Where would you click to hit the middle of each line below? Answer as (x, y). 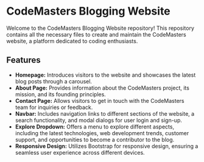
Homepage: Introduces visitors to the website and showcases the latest (105, 75)
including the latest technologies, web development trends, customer (102, 133)
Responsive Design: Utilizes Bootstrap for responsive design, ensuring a (107, 146)
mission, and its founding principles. (61, 94)
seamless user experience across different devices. (80, 152)
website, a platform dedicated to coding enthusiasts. (72, 41)
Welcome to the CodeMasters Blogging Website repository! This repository (100, 28)
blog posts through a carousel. (54, 81)
